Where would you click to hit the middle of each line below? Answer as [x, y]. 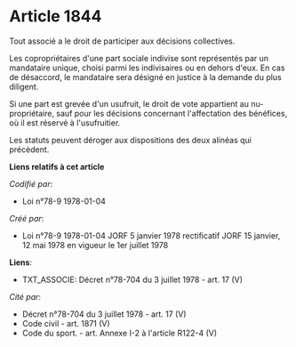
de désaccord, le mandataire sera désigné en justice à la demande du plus [145, 77]
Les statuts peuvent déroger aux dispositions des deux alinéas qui [130, 140]
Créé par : [27, 218]
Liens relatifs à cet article [57, 166]
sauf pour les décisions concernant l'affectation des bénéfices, [172, 113]
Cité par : [25, 296]
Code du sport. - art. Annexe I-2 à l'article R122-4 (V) [120, 333]
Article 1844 [56, 16]
